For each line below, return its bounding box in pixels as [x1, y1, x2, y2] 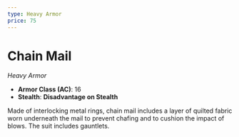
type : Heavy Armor [7, 10, 62, 18]
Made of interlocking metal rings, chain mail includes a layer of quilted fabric [7, 106, 233, 115]
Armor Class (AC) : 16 [17, 85, 81, 93]
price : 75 [7, 17, 37, 24]
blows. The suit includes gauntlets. [7, 122, 110, 131]
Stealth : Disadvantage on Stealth [17, 93, 118, 101]
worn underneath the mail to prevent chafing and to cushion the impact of [7, 114, 225, 123]
